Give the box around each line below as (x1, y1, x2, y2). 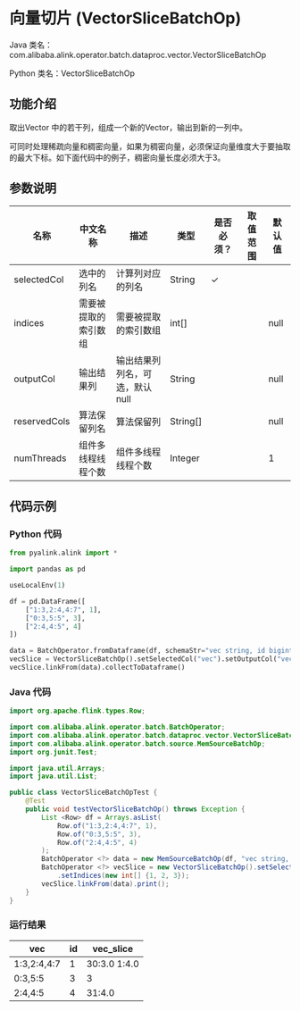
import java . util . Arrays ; (9, 764, 105, 773)
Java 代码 (9, 685, 52, 698)
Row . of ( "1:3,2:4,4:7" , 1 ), (56, 821, 158, 831)
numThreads (13, 452, 67, 464)
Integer (169, 452, 201, 464)
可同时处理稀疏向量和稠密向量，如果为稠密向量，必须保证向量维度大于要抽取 (9, 140, 291, 152)
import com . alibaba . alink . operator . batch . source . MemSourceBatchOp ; (9, 739, 266, 748)
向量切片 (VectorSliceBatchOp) (9, 8, 242, 29)
